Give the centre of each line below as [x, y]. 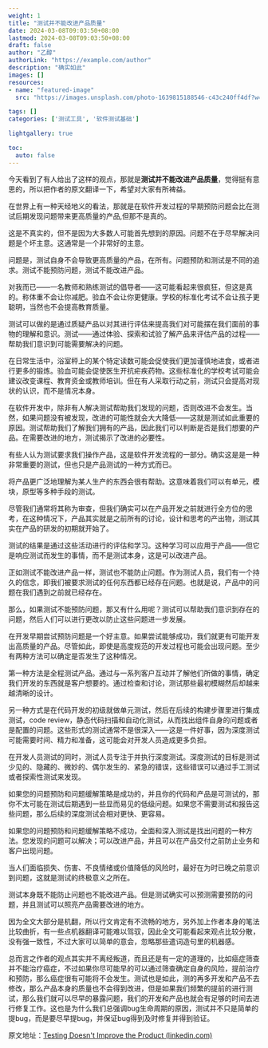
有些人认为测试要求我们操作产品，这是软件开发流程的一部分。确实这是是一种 [134, 454]
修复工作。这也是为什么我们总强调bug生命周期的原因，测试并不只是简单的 [137, 1008]
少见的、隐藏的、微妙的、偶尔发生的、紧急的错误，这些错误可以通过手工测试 [134, 766]
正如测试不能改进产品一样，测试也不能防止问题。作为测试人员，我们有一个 [130, 572]
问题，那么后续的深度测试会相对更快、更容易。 [92, 813]
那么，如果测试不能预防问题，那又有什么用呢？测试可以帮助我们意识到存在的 [134, 609]
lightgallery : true [41, 134]
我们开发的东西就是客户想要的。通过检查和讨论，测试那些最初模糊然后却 [127, 682]
